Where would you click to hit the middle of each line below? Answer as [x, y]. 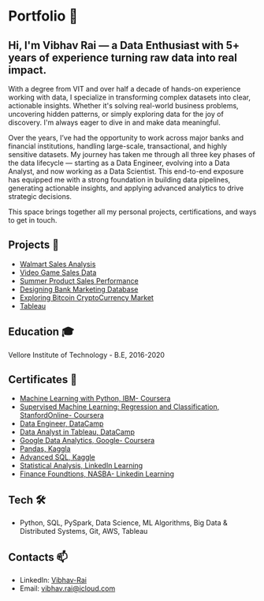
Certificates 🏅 [43, 379]
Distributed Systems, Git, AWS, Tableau [84, 532]
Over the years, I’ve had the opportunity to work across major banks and [126, 138]
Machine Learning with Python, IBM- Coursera [95, 399]
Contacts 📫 [38, 557]
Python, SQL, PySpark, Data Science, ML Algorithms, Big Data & [124, 523]
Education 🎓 [41, 332]
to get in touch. [33, 220]
